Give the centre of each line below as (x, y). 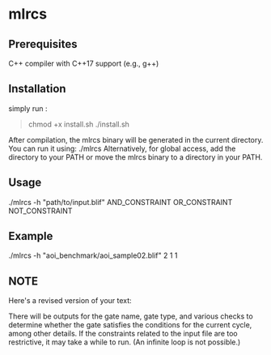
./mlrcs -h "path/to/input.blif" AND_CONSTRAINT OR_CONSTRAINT (121, 202)
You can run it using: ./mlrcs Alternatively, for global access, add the (122, 148)
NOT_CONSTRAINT (40, 211)
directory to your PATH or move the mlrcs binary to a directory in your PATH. (135, 157)
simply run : (28, 108)
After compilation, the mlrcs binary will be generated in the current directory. (136, 139)
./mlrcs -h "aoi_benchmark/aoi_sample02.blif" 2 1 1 (93, 255)
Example (31, 236)
